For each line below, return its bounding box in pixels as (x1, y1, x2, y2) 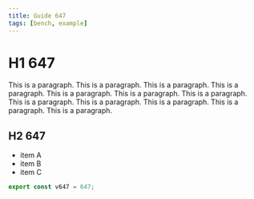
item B (19, 159, 42, 169)
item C (19, 168, 42, 177)
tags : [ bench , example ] (8, 19, 88, 27)
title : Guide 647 (8, 11, 67, 20)
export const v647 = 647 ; (8, 183, 95, 191)
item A (19, 150, 42, 160)
